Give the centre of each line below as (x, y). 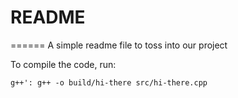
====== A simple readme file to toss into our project (119, 45)
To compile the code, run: (63, 64)
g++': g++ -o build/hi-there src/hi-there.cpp (109, 82)
